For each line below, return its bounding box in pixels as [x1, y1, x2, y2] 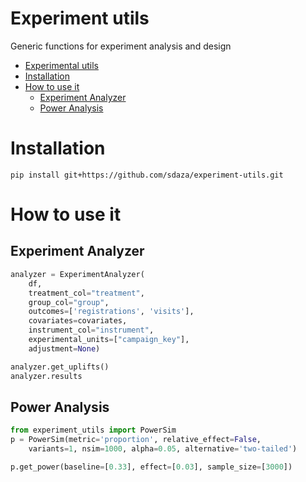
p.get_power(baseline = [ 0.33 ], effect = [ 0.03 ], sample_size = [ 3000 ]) [10, 462, 293, 472]
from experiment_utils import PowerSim [10, 425, 177, 436]
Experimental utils [24, 59, 99, 71]
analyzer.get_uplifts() [10, 362, 110, 372]
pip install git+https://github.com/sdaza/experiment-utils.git [10, 170, 284, 180]
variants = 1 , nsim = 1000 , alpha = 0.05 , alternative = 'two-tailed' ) [28, 444, 298, 454]
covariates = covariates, [28, 316, 128, 326]
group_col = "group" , [28, 297, 110, 307]
